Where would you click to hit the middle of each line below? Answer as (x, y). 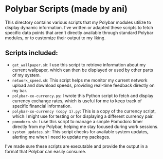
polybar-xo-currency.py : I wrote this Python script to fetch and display (83, 95)
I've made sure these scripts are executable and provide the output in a (76, 146)
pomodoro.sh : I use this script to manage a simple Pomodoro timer (78, 121)
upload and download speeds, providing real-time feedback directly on (83, 85)
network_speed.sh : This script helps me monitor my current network (80, 80)
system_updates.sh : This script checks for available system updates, (80, 131)
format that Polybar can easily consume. (46, 151)
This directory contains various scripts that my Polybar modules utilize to (78, 22)
